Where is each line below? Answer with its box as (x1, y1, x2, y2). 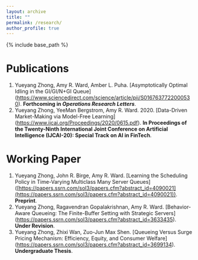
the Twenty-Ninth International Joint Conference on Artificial (14, 125, 168, 133)
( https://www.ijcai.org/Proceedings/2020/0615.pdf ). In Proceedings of (14, 119, 187, 126)
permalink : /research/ (6, 19, 62, 25)
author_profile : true (6, 25, 60, 31)
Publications (6, 62, 69, 76)
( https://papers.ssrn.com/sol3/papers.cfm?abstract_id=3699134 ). (14, 241, 176, 248)
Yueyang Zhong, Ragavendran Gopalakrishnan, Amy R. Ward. (14, 203, 164, 210)
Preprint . (14, 197, 37, 204)
